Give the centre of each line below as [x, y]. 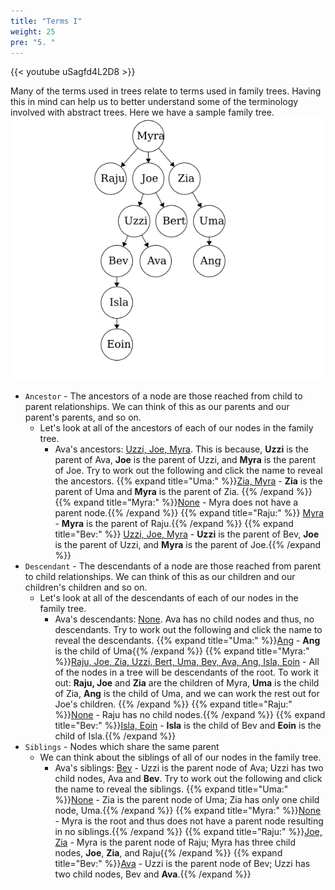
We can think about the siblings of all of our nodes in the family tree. [180, 757]
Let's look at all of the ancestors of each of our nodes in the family [176, 428]
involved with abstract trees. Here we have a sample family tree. [142, 112]
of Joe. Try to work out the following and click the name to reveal [188, 471]
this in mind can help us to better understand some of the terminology [154, 102]
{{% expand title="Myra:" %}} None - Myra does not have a [176, 502]
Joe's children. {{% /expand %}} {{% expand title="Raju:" [173, 704]
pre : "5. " [33, 42]
